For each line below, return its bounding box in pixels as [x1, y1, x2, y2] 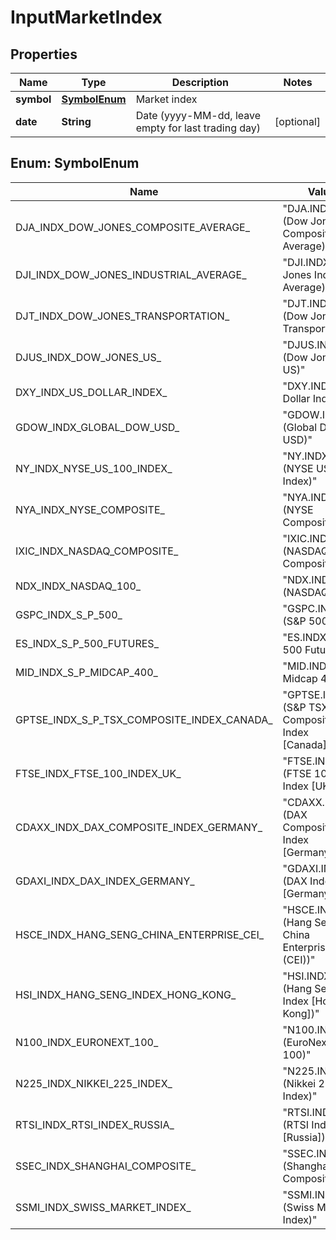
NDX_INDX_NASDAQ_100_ [15, 579, 142, 593]
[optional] [274, 115, 321, 128]
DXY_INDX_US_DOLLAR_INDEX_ [15, 385, 168, 399]
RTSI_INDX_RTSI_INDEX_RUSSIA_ [15, 1117, 175, 1131]
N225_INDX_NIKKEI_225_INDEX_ [15, 1076, 173, 1090]
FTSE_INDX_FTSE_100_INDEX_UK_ [15, 766, 182, 780]
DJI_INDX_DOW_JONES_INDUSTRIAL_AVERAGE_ [15, 267, 247, 281]
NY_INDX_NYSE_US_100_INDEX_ [15, 461, 173, 475]
